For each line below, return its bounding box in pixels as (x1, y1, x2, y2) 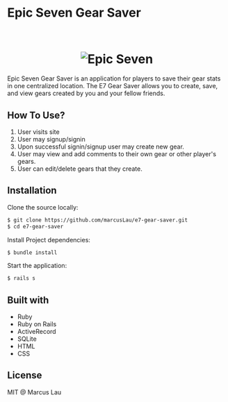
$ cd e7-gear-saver (7, 223, 64, 230)
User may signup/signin (17, 135, 85, 143)
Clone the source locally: (7, 203, 79, 211)
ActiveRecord (17, 328, 57, 336)
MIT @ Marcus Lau (7, 387, 62, 396)
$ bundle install (7, 249, 58, 256)
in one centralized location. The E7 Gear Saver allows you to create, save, (7, 82, 218, 90)
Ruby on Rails (17, 320, 57, 328)
